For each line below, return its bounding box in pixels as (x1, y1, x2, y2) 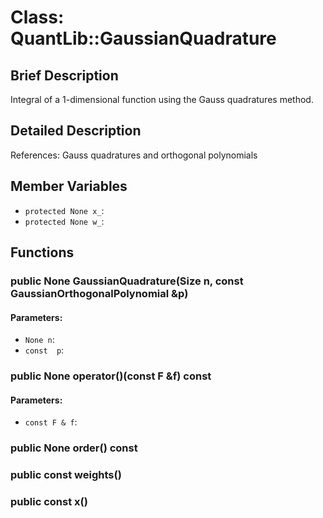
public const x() (10, 495, 88, 509)
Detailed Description (10, 122, 142, 140)
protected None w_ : (24, 215, 105, 227)
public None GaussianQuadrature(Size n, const (10, 274, 244, 288)
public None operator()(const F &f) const (10, 369, 212, 383)
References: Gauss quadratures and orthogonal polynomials (10, 149, 258, 161)
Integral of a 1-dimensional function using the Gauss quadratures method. (10, 94, 314, 105)
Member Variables (10, 178, 128, 195)
